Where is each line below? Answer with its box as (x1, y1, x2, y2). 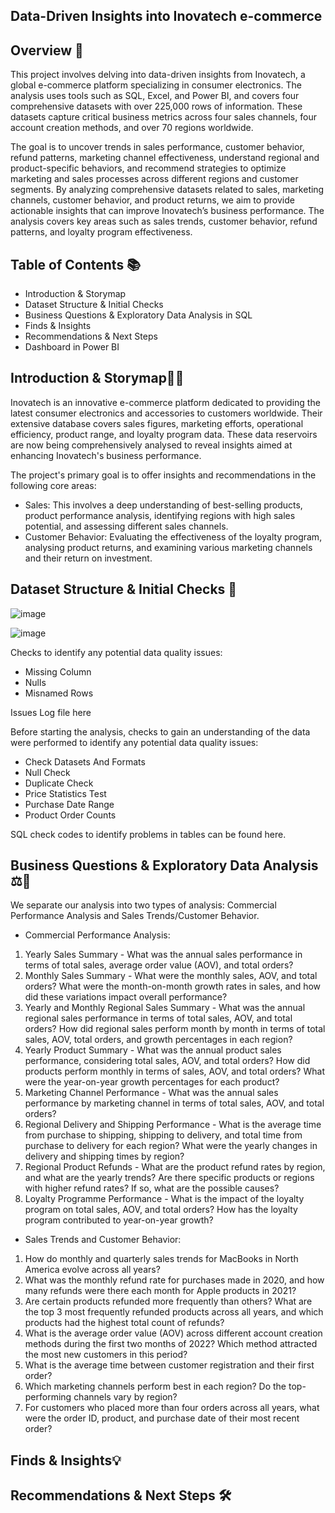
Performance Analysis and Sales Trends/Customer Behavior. (10, 910, 260, 922)
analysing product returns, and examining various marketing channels (24, 541, 313, 553)
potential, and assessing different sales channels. (24, 520, 229, 532)
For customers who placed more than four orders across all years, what (24, 1402, 320, 1414)
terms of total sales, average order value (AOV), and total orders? (24, 959, 294, 971)
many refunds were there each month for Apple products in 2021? (24, 1285, 297, 1297)
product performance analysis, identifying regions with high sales (24, 509, 296, 521)
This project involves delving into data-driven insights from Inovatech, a (10, 69, 306, 81)
